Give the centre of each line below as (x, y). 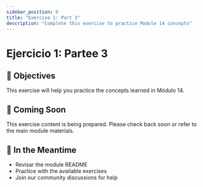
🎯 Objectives (31, 76)
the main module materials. (40, 131)
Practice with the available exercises (61, 171)
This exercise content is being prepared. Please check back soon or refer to (101, 124)
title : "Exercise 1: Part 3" (43, 18)
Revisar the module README (51, 164)
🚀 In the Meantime (41, 150)
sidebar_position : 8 (33, 12)
